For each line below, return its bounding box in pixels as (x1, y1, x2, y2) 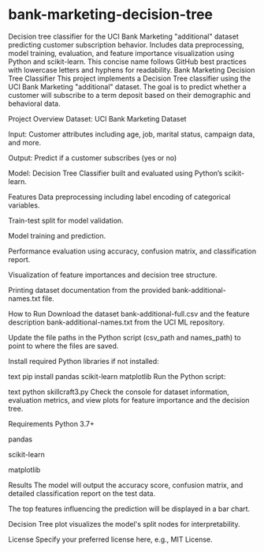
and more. (8, 137, 42, 147)
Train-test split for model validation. (8, 216, 124, 225)
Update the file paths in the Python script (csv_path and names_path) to (8, 332, 242, 342)
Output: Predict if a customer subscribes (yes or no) (8, 152, 177, 163)
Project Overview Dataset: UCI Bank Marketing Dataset (8, 114, 187, 123)
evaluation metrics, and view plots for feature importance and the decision (8, 395, 250, 404)
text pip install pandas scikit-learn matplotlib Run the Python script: (8, 371, 226, 381)
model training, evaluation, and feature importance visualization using (8, 48, 235, 58)
